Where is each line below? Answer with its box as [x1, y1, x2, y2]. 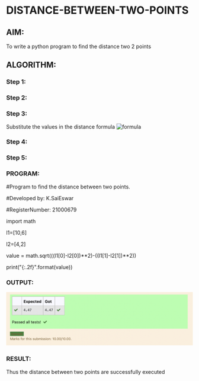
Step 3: [6, 110, 28, 118]
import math [6, 217, 36, 225]
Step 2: [6, 94, 28, 102]
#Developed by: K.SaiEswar [6, 194, 74, 201]
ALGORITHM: [6, 60, 56, 70]
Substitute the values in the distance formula [6, 123, 115, 130]
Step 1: [6, 78, 26, 86]
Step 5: [6, 153, 28, 162]
